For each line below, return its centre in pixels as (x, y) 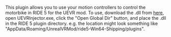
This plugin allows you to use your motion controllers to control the (76, 7)
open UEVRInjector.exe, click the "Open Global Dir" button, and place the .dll (86, 18)
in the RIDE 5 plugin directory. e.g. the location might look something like (82, 23)
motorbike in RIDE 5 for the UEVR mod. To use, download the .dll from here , (85, 13)
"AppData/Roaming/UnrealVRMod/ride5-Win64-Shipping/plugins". (75, 29)
